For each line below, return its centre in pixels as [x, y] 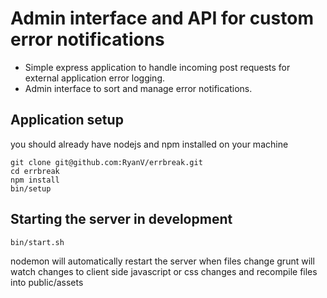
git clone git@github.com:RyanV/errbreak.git [106, 162]
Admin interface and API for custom [162, 18]
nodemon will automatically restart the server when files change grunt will [162, 261]
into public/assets [47, 282]
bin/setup [31, 188]
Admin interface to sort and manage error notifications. [138, 88]
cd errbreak [35, 171]
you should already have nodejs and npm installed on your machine [149, 144]
